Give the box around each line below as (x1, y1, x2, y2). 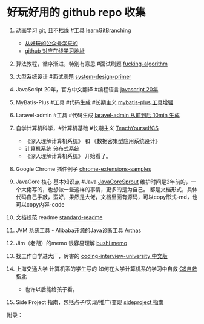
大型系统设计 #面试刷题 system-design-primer (15, 73, 132, 80)
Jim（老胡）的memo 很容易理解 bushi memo (15, 239, 128, 246)
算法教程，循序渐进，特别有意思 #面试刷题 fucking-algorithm (15, 60, 168, 67)
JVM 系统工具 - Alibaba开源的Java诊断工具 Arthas (15, 226, 142, 234)
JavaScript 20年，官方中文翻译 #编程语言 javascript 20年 (15, 85, 159, 93)
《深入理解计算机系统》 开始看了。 (24, 152, 111, 159)
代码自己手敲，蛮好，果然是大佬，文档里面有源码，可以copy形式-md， (15, 193, 192, 200)
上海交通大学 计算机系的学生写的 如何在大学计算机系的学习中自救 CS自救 (15, 265, 197, 273)
